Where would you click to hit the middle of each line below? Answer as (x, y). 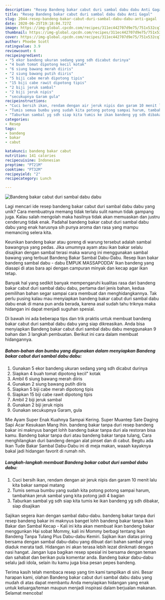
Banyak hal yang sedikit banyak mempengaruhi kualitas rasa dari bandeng (80, 283)
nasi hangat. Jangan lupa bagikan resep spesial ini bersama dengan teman (81, 552)
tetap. (11, 273)
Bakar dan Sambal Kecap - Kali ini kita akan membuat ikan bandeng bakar (80, 526)
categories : (17, 119)
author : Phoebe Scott (27, 42)
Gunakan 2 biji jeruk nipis (38, 405)
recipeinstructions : (26, 101)
